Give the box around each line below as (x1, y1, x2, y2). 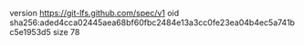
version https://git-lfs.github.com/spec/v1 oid (9, 8, 180, 18)
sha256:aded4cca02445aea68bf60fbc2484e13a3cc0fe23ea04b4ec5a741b (9, 17, 295, 28)
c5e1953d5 (9, 27, 52, 37)
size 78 (53, 27, 80, 37)
